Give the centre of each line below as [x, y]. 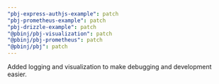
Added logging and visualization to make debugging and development [109, 67]
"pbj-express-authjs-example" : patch [63, 14]
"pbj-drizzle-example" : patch [52, 27]
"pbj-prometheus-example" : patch [57, 20]
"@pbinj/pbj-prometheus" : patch [55, 40]
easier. [17, 74]
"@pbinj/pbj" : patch [38, 47]
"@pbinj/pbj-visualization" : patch [60, 34]
